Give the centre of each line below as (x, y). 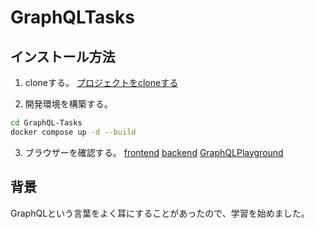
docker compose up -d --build (73, 132)
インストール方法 (63, 56)
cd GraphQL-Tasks (46, 123)
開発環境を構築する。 (68, 104)
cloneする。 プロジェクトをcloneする (101, 82)
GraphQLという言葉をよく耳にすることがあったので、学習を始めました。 (160, 213)
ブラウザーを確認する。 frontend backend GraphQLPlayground (154, 152)
